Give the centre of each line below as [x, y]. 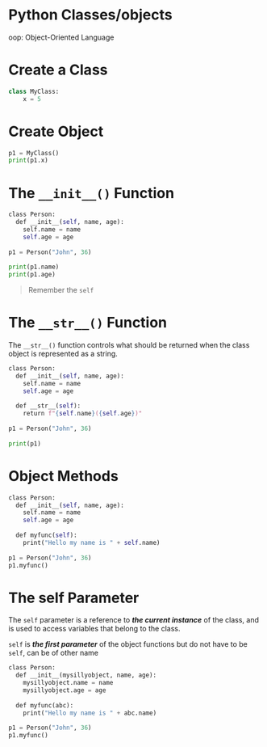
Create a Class [58, 70]
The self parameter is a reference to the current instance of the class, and [134, 620]
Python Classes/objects [90, 15]
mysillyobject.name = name [68, 683]
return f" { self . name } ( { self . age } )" [83, 414]
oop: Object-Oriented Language [61, 37]
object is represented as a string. [63, 354]
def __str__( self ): [48, 406]
